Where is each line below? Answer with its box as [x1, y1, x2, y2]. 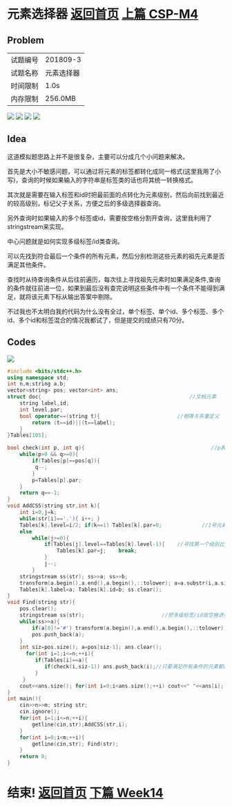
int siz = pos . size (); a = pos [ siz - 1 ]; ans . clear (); [19, 644, 162, 651]
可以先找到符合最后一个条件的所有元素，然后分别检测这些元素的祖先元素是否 [7, 252, 225, 260]
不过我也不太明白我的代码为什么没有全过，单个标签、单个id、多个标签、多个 [7, 307, 224, 315]
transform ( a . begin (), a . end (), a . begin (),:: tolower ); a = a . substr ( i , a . [19, 579, 221, 587]
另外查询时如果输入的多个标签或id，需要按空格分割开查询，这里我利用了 [7, 214, 212, 222]
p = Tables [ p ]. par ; [32, 477, 81, 484]
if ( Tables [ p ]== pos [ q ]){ [32, 457, 100, 464]
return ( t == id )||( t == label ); [32, 419, 116, 426]
